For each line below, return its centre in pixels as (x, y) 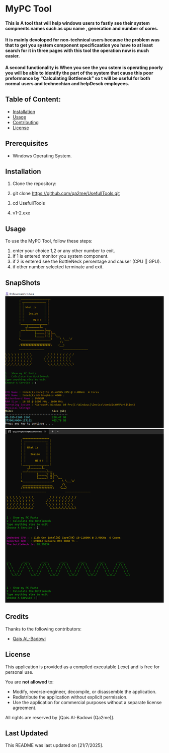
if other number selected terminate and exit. (58, 267)
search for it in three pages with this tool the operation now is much (77, 50)
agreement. (24, 708)
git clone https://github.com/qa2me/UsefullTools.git (66, 193)
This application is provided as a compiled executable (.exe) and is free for (82, 667)
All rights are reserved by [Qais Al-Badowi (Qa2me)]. (60, 717)
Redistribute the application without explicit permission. (70, 697)
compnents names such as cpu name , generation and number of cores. (82, 28)
